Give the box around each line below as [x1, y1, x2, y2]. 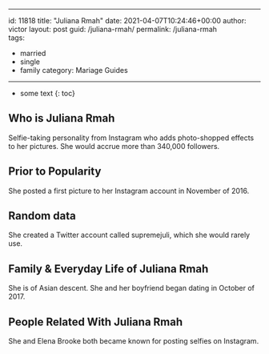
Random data [8, 209, 76, 223]
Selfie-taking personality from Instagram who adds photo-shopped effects [8, 133, 255, 143]
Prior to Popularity [8, 165, 102, 179]
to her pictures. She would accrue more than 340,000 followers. [8, 141, 220, 151]
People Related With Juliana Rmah [8, 315, 183, 328]
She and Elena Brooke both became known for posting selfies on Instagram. [8, 336, 259, 346]
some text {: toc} [19, 89, 76, 98]
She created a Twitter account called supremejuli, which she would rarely [8, 230, 251, 240]
